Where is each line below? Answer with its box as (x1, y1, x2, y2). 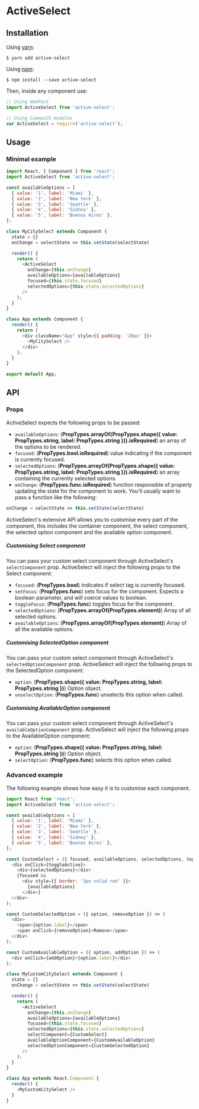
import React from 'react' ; (6, 796, 76, 802)
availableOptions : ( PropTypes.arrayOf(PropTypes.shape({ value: (14, 430, 178, 437)
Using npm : (6, 65, 34, 73)
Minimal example (6, 155, 56, 163)
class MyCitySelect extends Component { (6, 229, 108, 235)
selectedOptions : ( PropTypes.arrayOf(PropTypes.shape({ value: (14, 462, 175, 469)
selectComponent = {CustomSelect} (27, 1032, 108, 1038)
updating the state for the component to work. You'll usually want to (14, 487, 181, 494)
